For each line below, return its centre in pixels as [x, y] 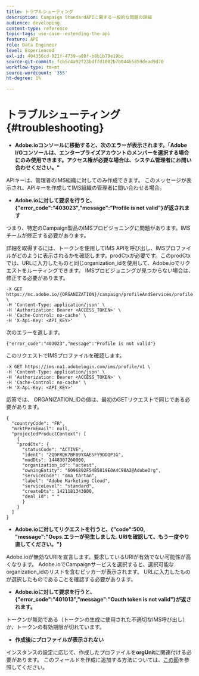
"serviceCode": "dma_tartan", [59, 476]
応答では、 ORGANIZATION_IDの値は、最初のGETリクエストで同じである [96, 400]
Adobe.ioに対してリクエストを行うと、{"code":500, [80, 529]
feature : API [22, 39]
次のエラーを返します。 [35, 332]
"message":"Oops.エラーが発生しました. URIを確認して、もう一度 [97, 537]
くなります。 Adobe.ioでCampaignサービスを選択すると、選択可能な [90, 564]
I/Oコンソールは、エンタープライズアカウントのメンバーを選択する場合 [102, 153]
